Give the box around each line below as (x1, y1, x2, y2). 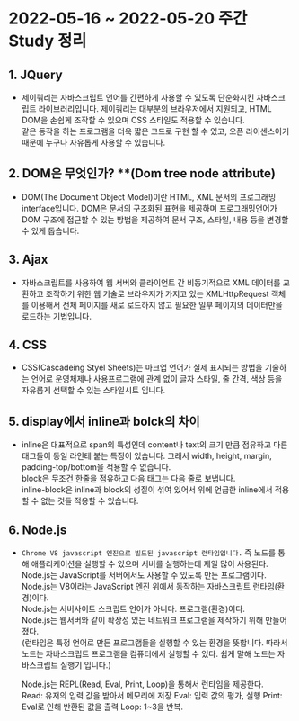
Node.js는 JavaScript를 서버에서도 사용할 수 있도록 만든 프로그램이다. (21, 570, 267, 581)
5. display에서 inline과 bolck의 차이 (8, 413, 200, 428)
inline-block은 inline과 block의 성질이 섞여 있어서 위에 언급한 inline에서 (21, 484, 273, 495)
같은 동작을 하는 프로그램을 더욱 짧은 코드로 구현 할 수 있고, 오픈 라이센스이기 (21, 126, 290, 136)
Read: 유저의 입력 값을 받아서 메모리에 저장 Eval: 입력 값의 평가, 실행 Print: (21, 690, 283, 701)
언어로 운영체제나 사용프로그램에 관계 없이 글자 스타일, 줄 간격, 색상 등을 (31, 374, 283, 384)
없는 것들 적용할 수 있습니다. (40, 496, 139, 507)
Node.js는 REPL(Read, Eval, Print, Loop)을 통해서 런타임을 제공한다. (21, 679, 264, 689)
